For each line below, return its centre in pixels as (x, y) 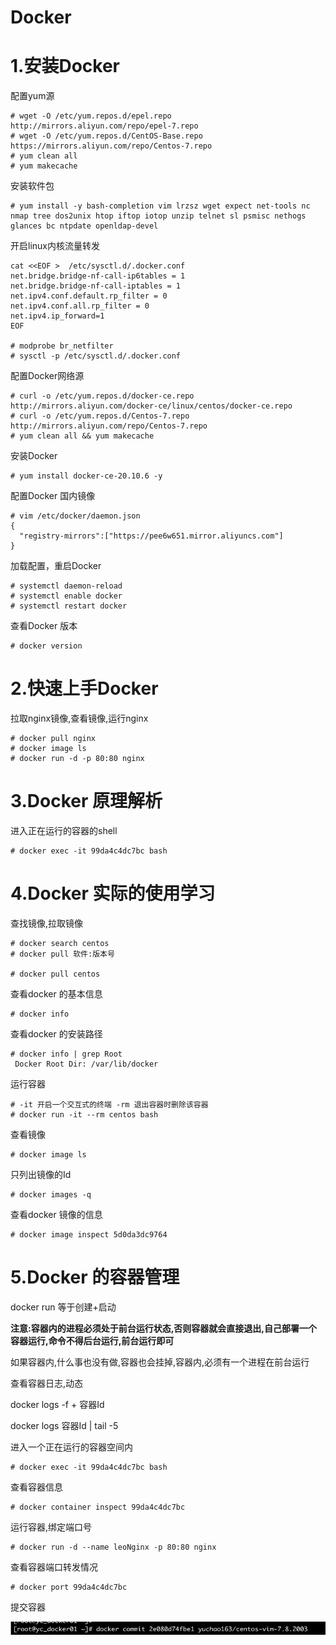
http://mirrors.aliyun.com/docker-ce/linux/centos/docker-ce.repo (151, 406)
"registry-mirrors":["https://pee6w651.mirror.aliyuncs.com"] (151, 536)
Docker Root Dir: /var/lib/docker (86, 1064)
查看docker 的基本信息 (56, 993)
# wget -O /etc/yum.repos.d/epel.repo (91, 116)
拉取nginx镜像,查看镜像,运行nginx (79, 718)
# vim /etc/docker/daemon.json (75, 516)
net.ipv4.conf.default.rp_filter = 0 (89, 296)
